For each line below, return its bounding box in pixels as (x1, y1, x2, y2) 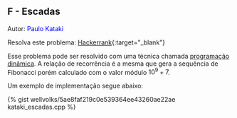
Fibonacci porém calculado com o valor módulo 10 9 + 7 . (7, 66, 171, 76)
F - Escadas (7, 6, 60, 18)
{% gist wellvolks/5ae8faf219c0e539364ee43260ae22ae (7, 95, 176, 104)
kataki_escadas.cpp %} (7, 102, 76, 112)
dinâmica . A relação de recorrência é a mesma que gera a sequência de (7, 59, 218, 68)
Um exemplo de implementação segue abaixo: (7, 81, 144, 90)
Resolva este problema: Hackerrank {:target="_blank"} (7, 38, 166, 47)
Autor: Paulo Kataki (7, 24, 64, 33)
